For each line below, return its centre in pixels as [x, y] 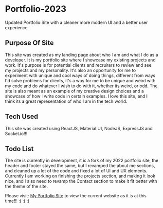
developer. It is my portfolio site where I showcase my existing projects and [80, 60]
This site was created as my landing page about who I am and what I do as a [81, 55]
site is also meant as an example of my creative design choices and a [74, 91]
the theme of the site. [27, 187]
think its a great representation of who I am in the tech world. [66, 101]
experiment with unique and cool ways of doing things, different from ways [80, 75]
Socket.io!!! [16, 133]
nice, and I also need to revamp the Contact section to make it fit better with [81, 181]
